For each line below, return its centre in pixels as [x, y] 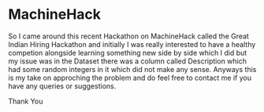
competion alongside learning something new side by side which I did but [128, 52]
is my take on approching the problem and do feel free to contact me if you [130, 78]
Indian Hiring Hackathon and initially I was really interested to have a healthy [132, 44]
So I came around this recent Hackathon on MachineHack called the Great [129, 36]
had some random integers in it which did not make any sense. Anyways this [132, 69]
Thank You [26, 101]
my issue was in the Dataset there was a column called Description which [127, 61]
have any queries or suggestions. [62, 86]
